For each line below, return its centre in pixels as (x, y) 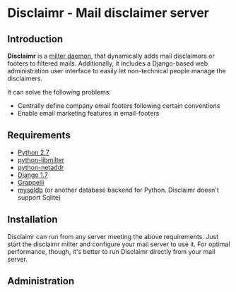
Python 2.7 (33, 152)
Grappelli (31, 182)
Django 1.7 (33, 175)
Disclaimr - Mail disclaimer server (108, 13)
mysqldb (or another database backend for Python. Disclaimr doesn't (118, 190)
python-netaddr (41, 167)
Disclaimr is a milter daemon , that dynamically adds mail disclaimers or (111, 56)
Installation (33, 220)
